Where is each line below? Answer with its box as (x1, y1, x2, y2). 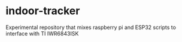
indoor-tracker (5, 4, 80, 18)
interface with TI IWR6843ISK (5, 30, 79, 37)
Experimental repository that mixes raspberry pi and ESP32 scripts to (5, 24, 176, 31)
